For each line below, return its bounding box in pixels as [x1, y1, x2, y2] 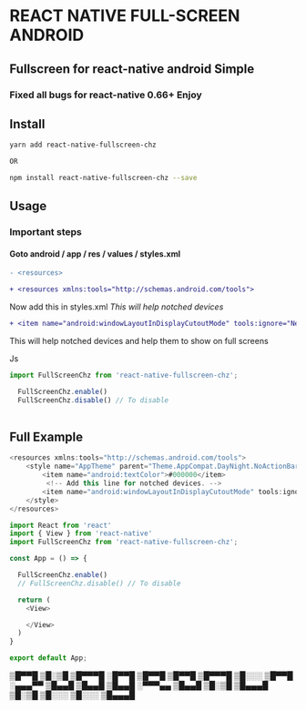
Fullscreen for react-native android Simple [9, 61, 255, 76]
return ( [17, 595, 51, 604]
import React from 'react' [9, 521, 112, 530]
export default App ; [9, 654, 88, 663]
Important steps [9, 226, 82, 238]
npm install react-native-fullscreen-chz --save [9, 174, 198, 183]
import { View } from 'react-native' [9, 529, 153, 538]
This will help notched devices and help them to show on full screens [9, 336, 269, 347]
